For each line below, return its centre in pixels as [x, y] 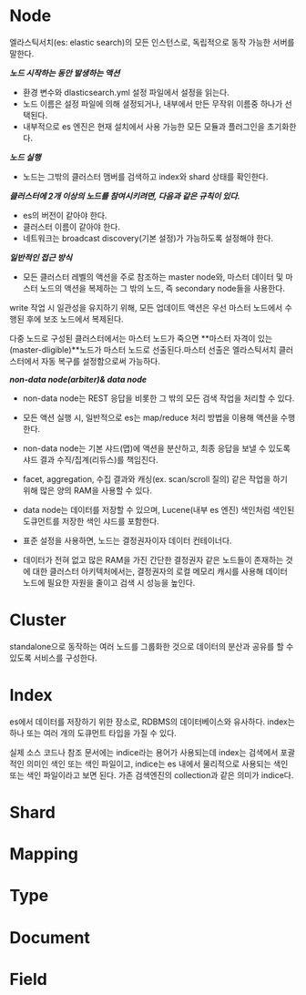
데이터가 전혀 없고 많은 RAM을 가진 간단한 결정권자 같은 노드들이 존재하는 [153, 559]
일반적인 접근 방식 [41, 257]
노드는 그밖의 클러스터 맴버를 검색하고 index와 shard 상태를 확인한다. [145, 176]
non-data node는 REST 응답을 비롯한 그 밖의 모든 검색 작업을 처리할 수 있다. [158, 398]
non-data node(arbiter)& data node [78, 379]
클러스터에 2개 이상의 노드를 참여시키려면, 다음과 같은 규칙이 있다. [125, 196]
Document [50, 937]
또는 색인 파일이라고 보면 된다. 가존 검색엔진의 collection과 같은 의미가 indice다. [152, 774]
